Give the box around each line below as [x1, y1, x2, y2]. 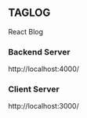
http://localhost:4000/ [8, 64, 80, 73]
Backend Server [8, 46, 71, 57]
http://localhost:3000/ [8, 102, 80, 111]
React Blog [8, 27, 44, 36]
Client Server [8, 84, 60, 95]
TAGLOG [8, 6, 51, 20]
